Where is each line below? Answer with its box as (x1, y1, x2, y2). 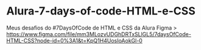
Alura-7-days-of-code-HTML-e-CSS (6, 4, 196, 18)
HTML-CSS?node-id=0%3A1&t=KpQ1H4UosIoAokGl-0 (6, 37, 143, 44)
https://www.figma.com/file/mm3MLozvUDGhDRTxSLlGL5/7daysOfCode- (6, 30, 192, 37)
